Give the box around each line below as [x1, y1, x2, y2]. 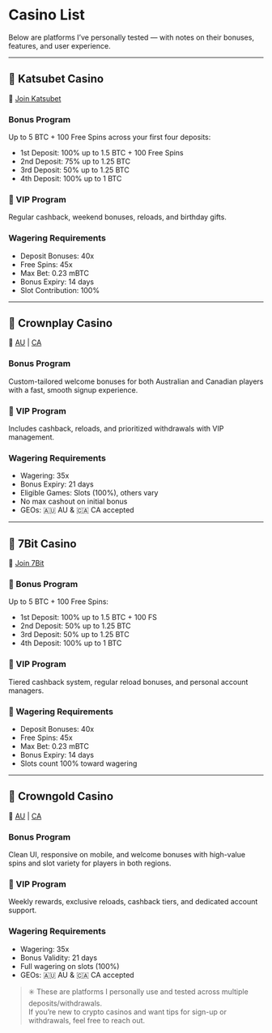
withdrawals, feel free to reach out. [28, 1015, 146, 1025]
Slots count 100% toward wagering [19, 759, 138, 768]
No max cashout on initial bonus [19, 496, 128, 507]
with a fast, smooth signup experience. [8, 385, 138, 394]
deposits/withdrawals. [28, 998, 103, 1008]
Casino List [8, 6, 85, 24]
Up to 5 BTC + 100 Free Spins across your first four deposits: [8, 132, 211, 142]
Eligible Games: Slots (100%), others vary [19, 488, 159, 498]
